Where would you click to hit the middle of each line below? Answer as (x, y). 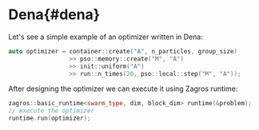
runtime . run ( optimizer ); (50, 118)
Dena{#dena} (54, 15)
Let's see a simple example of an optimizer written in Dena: (106, 37)
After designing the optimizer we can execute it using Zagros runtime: (123, 89)
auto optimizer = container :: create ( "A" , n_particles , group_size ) (123, 51)
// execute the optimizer (51, 111)
